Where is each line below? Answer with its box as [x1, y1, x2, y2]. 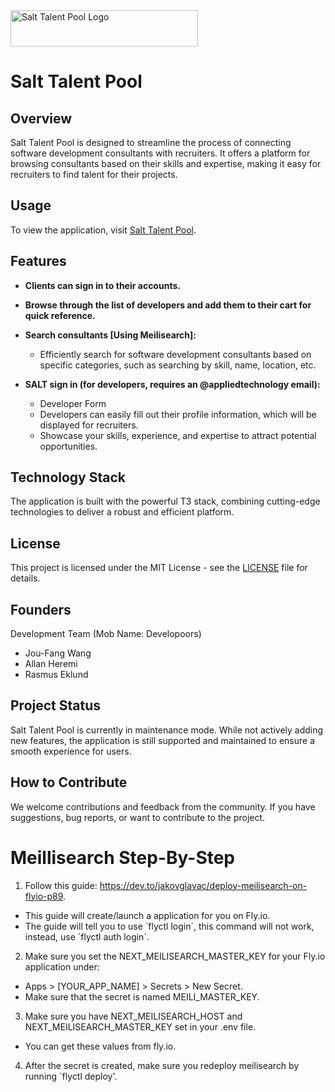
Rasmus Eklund [24, 669, 89, 681]
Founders [10, 601, 72, 618]
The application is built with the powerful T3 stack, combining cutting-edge [10, 495, 321, 508]
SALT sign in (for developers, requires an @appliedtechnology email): [24, 378, 321, 390]
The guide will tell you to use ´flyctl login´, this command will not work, [24, 920, 315, 932]
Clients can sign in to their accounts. [24, 279, 181, 291]
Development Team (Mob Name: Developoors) [10, 628, 202, 640]
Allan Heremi [24, 658, 78, 670]
